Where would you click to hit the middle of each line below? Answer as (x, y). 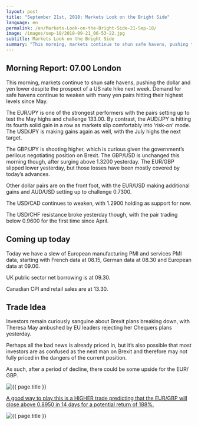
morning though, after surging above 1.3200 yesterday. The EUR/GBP (90, 161)
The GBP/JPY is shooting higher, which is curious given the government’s (95, 149)
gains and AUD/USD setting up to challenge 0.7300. (69, 191)
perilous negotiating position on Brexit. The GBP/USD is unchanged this (93, 155)
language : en (22, 22)
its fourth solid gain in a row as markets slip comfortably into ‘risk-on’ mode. (98, 125)
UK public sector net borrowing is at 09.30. (58, 277)
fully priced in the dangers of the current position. (67, 358)
